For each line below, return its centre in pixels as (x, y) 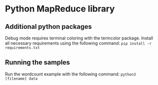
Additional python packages (49, 27)
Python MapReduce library (60, 9)
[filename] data (21, 79)
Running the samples (37, 63)
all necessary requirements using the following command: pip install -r (78, 43)
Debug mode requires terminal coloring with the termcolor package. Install (79, 38)
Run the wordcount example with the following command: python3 (71, 74)
